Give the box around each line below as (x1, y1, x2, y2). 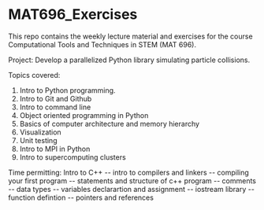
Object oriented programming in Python (19, 110, 149, 120)
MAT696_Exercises (8, 6, 138, 24)
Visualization (19, 127, 61, 137)
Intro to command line (19, 102, 91, 112)
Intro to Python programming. (19, 85, 116, 95)
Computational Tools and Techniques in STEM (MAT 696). (8, 39, 197, 49)
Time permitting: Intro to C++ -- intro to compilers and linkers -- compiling (8, 168, 250, 177)
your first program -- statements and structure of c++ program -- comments (8, 175, 256, 186)
